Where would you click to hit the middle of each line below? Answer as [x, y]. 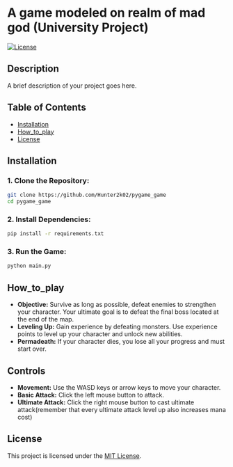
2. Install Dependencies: [49, 219]
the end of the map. [46, 319]
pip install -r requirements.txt [56, 234]
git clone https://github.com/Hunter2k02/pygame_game [87, 195]
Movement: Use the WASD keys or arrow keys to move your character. [119, 387]
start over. [32, 349]
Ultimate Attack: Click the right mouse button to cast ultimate [106, 402]
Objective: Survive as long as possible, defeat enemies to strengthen [116, 305]
